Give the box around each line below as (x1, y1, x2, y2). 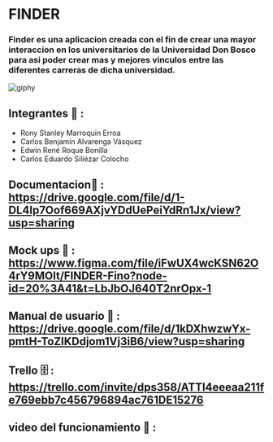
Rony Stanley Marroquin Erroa (19, 128, 121, 138)
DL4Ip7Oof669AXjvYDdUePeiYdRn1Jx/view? (8, 203, 241, 217)
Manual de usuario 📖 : (8, 309, 120, 323)
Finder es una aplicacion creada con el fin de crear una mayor (8, 34, 257, 46)
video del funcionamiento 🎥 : (8, 421, 157, 435)
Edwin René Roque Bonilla (19, 146, 108, 155)
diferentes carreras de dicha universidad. (8, 64, 176, 76)
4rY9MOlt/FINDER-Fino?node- (8, 269, 168, 283)
